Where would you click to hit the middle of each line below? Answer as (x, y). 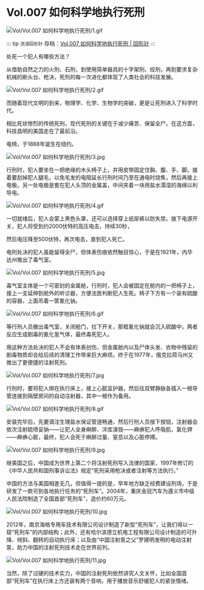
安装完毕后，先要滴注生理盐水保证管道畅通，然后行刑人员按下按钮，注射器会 (102, 421)
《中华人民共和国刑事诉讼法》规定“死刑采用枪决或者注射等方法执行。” (93, 470)
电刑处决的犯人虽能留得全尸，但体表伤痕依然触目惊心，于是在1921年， (94, 252)
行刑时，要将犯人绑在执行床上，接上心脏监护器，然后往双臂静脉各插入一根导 (102, 388)
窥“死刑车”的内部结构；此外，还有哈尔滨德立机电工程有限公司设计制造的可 (99, 532)
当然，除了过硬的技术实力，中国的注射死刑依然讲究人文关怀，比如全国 (94, 573)
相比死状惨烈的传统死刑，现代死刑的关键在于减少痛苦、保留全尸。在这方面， (102, 123)
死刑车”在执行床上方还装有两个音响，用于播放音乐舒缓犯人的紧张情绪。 (103, 581)
